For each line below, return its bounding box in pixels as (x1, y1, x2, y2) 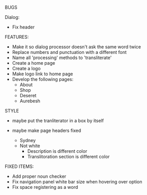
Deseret (19, 93, 37, 98)
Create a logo (12, 66, 41, 71)
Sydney (19, 137, 36, 143)
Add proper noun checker (12, 173, 67, 179)
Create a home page (12, 60, 55, 66)
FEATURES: (5, 34, 29, 40)
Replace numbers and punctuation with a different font (12, 49, 127, 55)
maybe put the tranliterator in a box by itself (12, 118, 104, 124)
